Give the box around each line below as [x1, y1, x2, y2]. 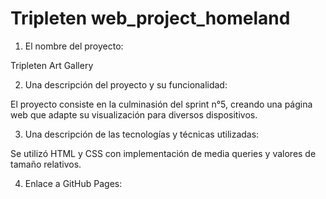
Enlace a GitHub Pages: [24, 177, 123, 189]
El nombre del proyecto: [24, 40, 124, 52]
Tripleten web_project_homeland [10, 7, 291, 30]
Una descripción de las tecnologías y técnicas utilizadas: [24, 128, 260, 140]
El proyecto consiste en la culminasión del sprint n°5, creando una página [10, 98, 313, 110]
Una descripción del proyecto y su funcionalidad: [24, 78, 228, 91]
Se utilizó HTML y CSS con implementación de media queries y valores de [10, 147, 317, 159]
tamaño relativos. [10, 158, 82, 170]
